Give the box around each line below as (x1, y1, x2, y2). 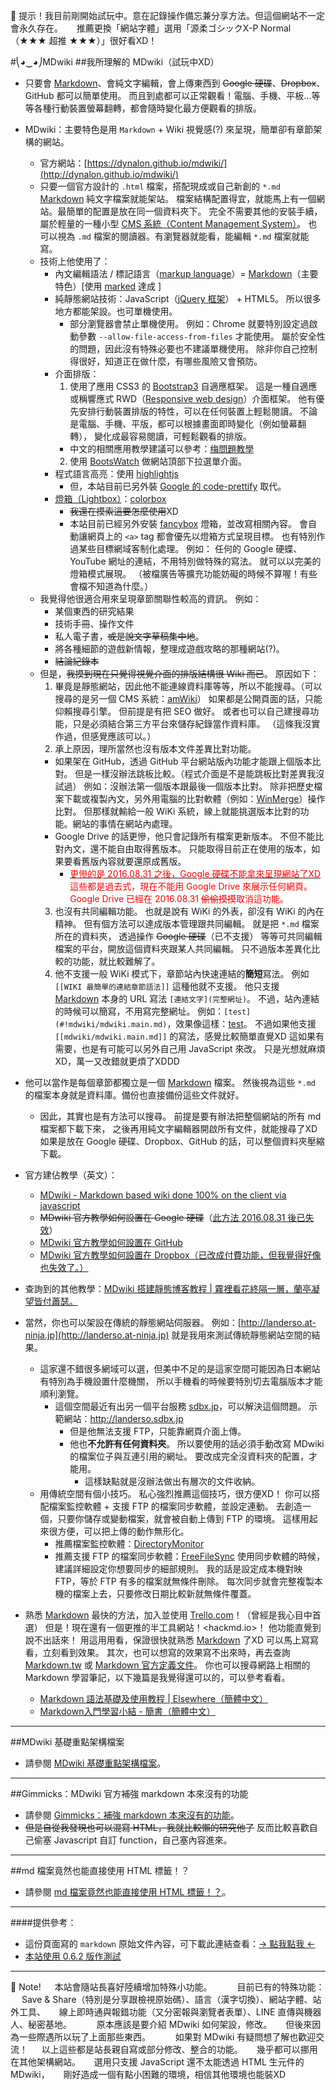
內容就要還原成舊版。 (98, 855, 187, 867)
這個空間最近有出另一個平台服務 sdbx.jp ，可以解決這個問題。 (54, 1400, 307, 1412)
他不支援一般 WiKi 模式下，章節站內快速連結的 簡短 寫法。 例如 (54, 968, 310, 979)
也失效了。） (39, 1262, 89, 1273)
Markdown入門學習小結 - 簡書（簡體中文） (39, 1705, 216, 1717)
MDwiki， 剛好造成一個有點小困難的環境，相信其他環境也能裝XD (10, 2069, 287, 2080)
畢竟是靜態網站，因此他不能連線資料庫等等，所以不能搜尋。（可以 (54, 680, 323, 692)
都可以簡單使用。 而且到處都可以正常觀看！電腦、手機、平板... (56, 90, 312, 101)
